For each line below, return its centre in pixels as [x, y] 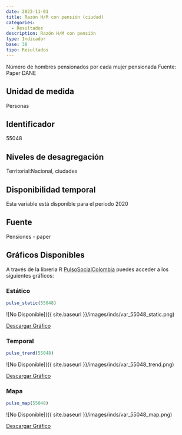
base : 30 [17, 45]
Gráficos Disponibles [46, 255]
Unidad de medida [40, 92]
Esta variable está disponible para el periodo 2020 [67, 204]
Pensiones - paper [29, 236]
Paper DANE [21, 73]
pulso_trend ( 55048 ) [30, 353]
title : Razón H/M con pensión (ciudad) [55, 17]
